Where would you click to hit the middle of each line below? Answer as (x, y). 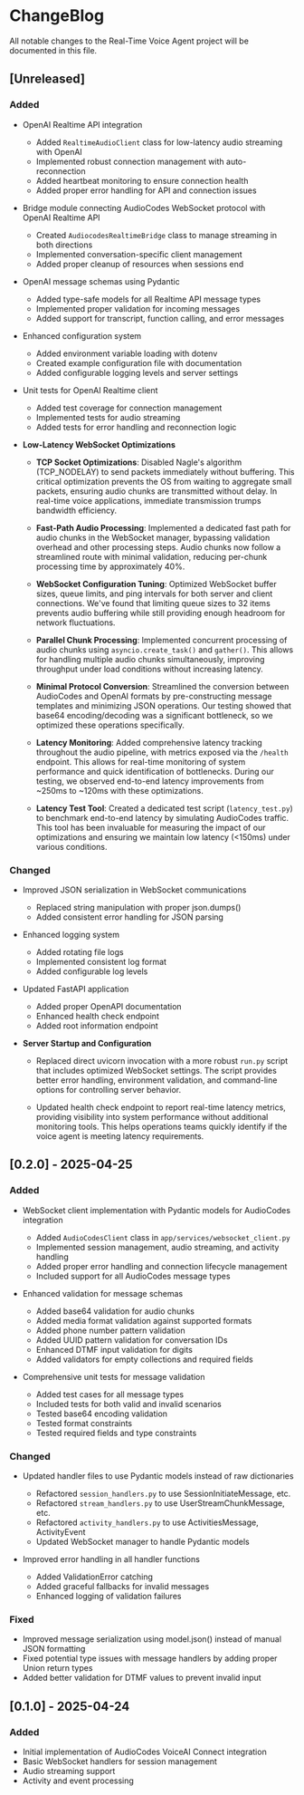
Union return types (57, 1668)
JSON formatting (54, 1649)
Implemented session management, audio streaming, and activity (157, 1247)
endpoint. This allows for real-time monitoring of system (141, 761)
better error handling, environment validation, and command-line (157, 1080)
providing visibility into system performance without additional (152, 1116)
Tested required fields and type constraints (116, 1433)
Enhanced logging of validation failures (109, 1596)
